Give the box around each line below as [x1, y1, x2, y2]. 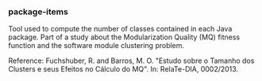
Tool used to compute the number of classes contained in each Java [8, 24, 233, 34]
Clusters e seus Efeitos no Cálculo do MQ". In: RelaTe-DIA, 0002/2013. [8, 64, 239, 74]
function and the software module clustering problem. [8, 41, 185, 50]
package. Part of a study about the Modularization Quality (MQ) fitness [8, 32, 241, 42]
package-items [8, 6, 69, 17]
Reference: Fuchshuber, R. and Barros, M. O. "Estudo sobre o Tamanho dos [8, 56, 255, 65]
